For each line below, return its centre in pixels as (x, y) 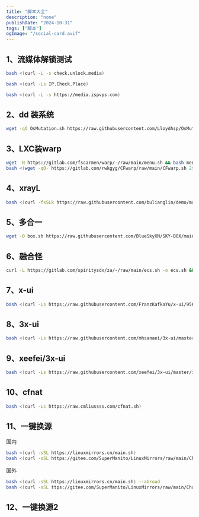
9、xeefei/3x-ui (36, 358)
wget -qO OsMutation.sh (36, 129)
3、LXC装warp (34, 149)
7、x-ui (20, 291)
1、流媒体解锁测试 (39, 59)
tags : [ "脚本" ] (24, 28)
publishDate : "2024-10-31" (39, 23)
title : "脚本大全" (27, 12)
